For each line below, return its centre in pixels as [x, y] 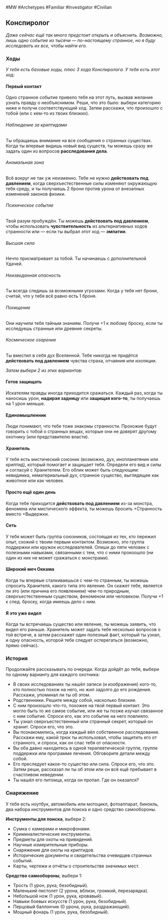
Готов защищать [24, 382]
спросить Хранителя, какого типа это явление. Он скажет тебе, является [84, 586]
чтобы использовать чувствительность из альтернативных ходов [76, 226]
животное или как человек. [35, 481]
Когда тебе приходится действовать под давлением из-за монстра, [79, 503]
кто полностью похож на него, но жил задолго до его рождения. [82, 690]
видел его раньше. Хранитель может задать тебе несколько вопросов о [83, 630]
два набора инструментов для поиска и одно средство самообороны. [81, 809]
